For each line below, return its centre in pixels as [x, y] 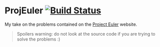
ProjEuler [24, 11]
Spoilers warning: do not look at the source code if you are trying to [86, 34]
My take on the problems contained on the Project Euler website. [71, 24]
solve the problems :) [39, 39]
